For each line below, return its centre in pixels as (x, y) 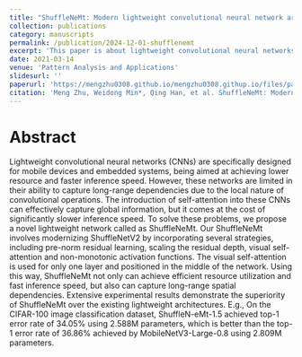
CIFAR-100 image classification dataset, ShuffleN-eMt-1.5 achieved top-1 (144, 314)
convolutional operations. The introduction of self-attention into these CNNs (150, 200)
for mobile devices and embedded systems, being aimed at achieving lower (149, 171)
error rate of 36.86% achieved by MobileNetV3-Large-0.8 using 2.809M (148, 334)
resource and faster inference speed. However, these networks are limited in (151, 181)
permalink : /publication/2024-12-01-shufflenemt (102, 43)
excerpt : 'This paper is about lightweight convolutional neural (134, 51)
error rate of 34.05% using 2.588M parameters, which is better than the (142, 324)
